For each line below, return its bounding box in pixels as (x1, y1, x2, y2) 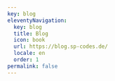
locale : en (13, 50, 46, 57)
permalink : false (7, 63, 58, 70)
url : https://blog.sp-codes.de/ (13, 43, 109, 50)
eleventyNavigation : (7, 17, 68, 24)
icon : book (13, 37, 46, 44)
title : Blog (13, 30, 49, 37)
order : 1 (13, 56, 39, 63)
